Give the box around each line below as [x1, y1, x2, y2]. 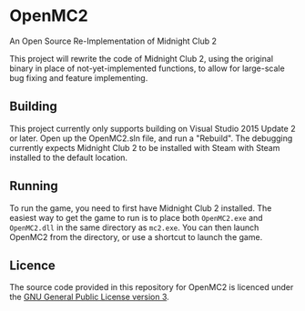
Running [9, 178, 59, 194]
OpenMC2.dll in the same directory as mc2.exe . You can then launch [9, 222, 259, 233]
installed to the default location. [9, 152, 128, 163]
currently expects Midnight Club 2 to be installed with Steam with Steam [9, 142, 280, 153]
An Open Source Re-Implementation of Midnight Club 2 [9, 35, 217, 46]
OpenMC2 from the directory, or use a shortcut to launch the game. [9, 231, 263, 242]
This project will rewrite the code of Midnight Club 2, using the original [9, 53, 274, 64]
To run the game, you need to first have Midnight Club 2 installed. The [9, 202, 272, 214]
